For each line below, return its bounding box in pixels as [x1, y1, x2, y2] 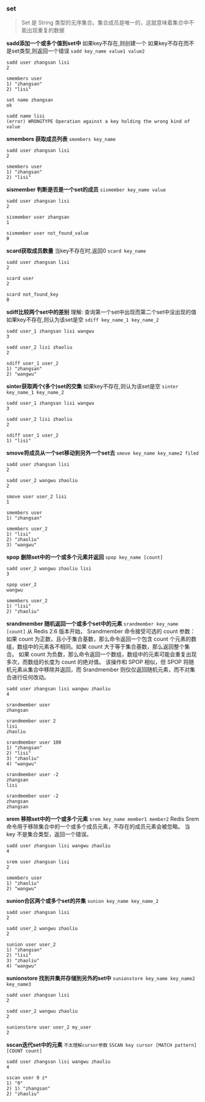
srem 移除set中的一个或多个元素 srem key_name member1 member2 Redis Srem [6, 815, 199, 823]
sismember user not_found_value [6, 230, 89, 236]
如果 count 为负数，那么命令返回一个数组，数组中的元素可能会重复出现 [18, 651, 197, 658]
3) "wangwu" [6, 542, 37, 548]
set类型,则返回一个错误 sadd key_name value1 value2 [11, 47, 145, 55]
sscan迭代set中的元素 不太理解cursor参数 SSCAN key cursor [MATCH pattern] [6, 1041, 197, 1049]
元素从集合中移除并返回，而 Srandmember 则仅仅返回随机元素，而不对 [11, 666, 190, 673]
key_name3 [6, 981, 32, 987]
